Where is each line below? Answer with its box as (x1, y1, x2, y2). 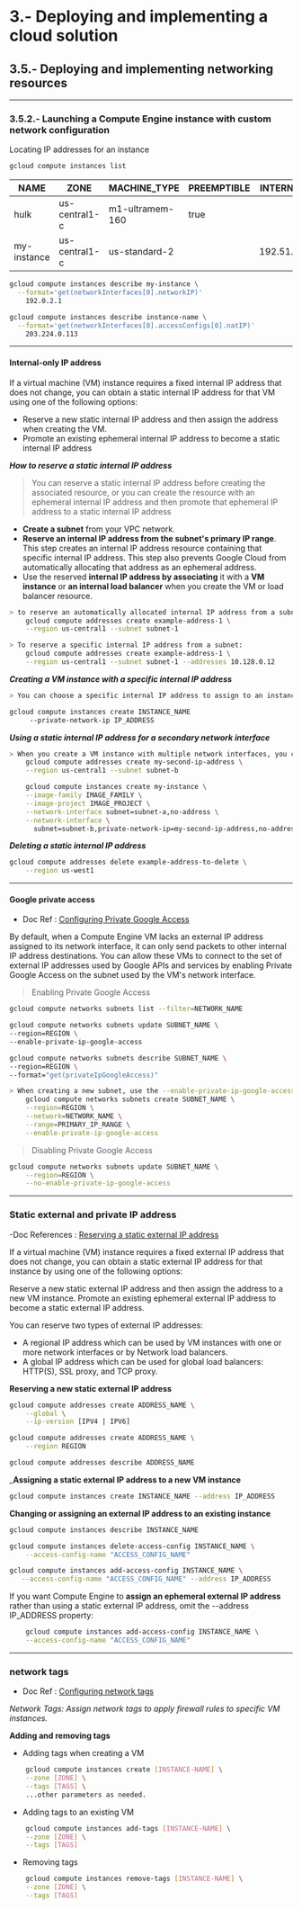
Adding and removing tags (9, 1730, 111, 1742)
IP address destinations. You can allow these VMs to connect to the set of (9, 951, 283, 962)
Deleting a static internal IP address (9, 840, 147, 851)
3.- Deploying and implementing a (9, 6, 269, 27)
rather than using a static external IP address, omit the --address (9, 1600, 250, 1611)
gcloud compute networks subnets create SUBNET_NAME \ (25, 1095, 235, 1104)
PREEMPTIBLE (188, 182, 251, 194)
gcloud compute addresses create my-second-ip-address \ (25, 757, 244, 766)
